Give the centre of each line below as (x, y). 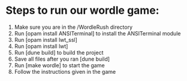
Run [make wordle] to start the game (60, 65)
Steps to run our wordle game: (82, 10)
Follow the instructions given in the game (65, 71)
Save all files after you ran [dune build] (62, 59)
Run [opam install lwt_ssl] (46, 40)
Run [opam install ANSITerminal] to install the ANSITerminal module (97, 33)
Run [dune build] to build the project (59, 52)
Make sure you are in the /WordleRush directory (73, 27)
